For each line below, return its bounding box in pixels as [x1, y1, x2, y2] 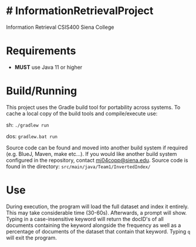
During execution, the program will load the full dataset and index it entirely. [6, 203, 189, 210]
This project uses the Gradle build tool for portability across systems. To [6, 104, 181, 111]
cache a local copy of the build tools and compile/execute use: [6, 110, 158, 117]
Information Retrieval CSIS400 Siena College [6, 24, 114, 31]
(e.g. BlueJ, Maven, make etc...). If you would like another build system [6, 150, 177, 157]
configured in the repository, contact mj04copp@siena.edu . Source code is [6, 156, 188, 163]
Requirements [6, 44, 76, 58]
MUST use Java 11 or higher [14, 64, 83, 71]
